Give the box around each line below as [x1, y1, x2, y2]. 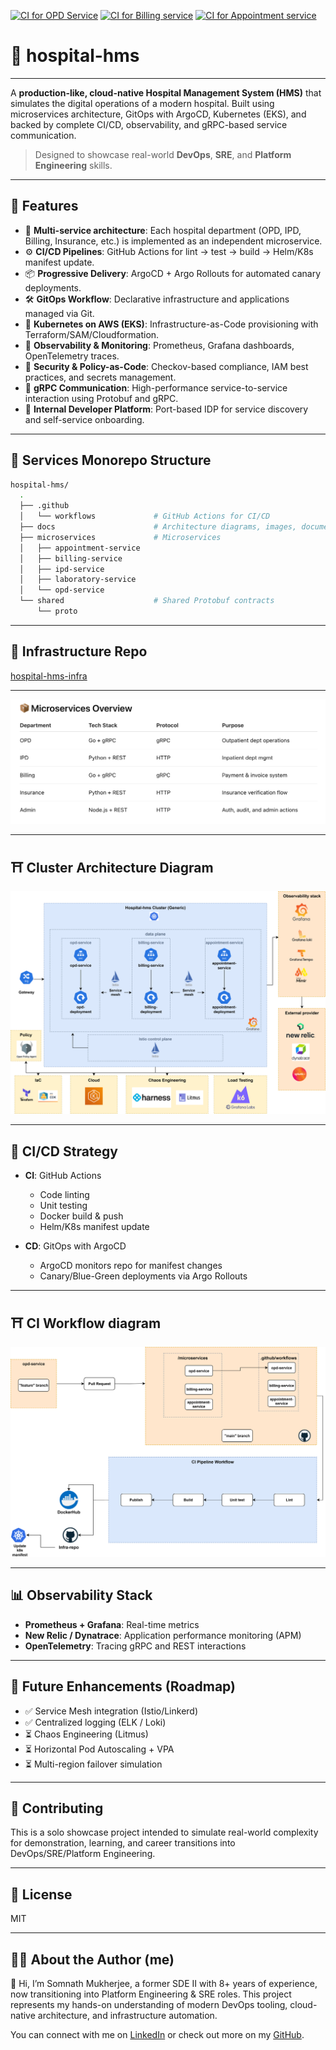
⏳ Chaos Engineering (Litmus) [24, 1728, 149, 1740]
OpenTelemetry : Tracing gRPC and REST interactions [24, 1640, 247, 1652]
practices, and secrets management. [24, 371, 177, 383]
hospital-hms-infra [10, 670, 88, 682]
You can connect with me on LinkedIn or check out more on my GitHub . [10, 2029, 305, 2041]
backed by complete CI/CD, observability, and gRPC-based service [10, 118, 288, 130]
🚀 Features [10, 198, 79, 215]
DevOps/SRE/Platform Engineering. [10, 1848, 156, 1860]
